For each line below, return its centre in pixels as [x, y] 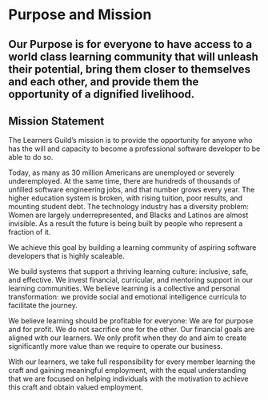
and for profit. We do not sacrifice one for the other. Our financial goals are [132, 330]
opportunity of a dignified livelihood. [102, 94]
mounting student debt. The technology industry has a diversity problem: [129, 207]
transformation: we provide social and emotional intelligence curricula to [127, 297]
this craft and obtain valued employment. [76, 387]
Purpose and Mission [80, 15]
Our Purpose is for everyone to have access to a [130, 44]
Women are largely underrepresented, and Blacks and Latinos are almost [128, 215]
